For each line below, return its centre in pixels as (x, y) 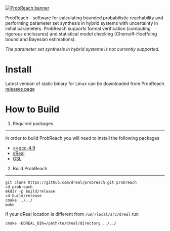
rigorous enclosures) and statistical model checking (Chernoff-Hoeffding (81, 34)
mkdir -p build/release (30, 191)
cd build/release (24, 196)
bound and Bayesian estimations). (40, 39)
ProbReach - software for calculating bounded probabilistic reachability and (84, 18)
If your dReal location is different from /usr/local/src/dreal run (72, 214)
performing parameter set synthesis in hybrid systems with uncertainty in (82, 23)
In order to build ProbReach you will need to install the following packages (82, 138)
